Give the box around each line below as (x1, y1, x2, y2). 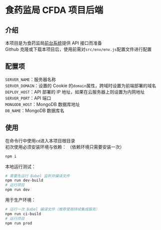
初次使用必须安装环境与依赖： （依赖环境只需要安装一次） (5, 144, 125, 150)
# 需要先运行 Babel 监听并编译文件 (5, 173, 70, 178)
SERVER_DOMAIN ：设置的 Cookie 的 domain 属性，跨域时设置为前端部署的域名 (5, 83, 157, 89)
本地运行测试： (5, 163, 36, 169)
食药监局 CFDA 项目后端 (5, 4, 104, 16)
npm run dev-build (5, 178, 43, 183)
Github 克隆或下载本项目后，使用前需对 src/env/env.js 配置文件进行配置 (5, 46, 152, 52)
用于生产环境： (5, 197, 36, 203)
